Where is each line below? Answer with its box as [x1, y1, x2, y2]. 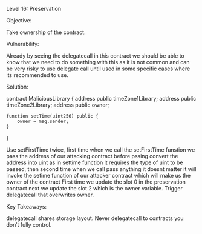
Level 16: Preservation [6, 5, 62, 12]
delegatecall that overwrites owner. [6, 191, 94, 198]
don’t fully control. [6, 221, 52, 228]
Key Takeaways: [6, 203, 47, 210]
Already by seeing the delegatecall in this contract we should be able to [6, 52, 184, 59]
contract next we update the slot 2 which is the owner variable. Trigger [6, 185, 183, 192]
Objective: [6, 17, 32, 24]
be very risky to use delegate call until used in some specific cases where [6, 65, 191, 72]
